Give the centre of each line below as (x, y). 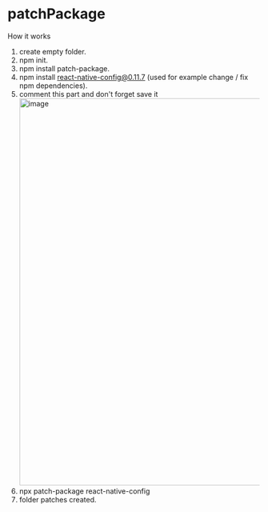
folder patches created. (58, 499)
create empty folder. (52, 51)
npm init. (34, 60)
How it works (29, 36)
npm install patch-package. (64, 68)
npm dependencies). (53, 86)
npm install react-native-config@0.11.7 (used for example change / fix (134, 77)
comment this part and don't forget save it (88, 94)
